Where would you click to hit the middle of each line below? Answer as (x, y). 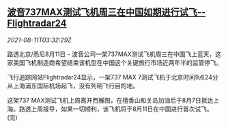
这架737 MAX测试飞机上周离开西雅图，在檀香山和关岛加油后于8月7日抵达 (110, 100)
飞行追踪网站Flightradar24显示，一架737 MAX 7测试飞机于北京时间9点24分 (113, 77)
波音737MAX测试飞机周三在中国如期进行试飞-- (106, 12)
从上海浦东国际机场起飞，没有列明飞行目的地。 (73, 86)
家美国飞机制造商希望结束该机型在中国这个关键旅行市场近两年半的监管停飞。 (115, 62)
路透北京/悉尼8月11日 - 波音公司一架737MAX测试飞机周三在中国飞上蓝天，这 (114, 54)
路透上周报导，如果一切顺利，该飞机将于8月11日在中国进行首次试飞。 (116, 109)
